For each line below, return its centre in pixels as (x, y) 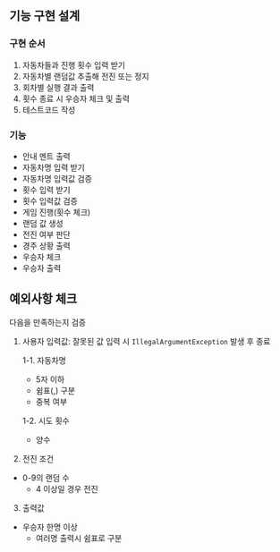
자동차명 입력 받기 (53, 167)
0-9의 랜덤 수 (46, 478)
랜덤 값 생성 (43, 223)
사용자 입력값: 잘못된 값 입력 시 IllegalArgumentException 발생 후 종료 (146, 341)
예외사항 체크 (43, 299)
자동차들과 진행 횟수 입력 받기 (73, 64)
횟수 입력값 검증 (50, 200)
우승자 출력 (42, 268)
